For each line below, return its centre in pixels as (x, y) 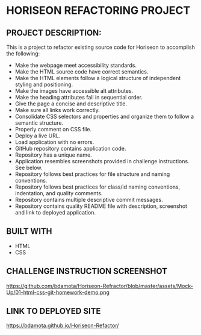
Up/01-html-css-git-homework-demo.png (58, 292)
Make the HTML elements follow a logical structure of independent (98, 78)
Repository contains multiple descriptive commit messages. (89, 200)
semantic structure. (39, 123)
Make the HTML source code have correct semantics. (82, 72)
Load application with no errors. (54, 142)
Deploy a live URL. (38, 136)
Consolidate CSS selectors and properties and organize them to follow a (104, 116)
